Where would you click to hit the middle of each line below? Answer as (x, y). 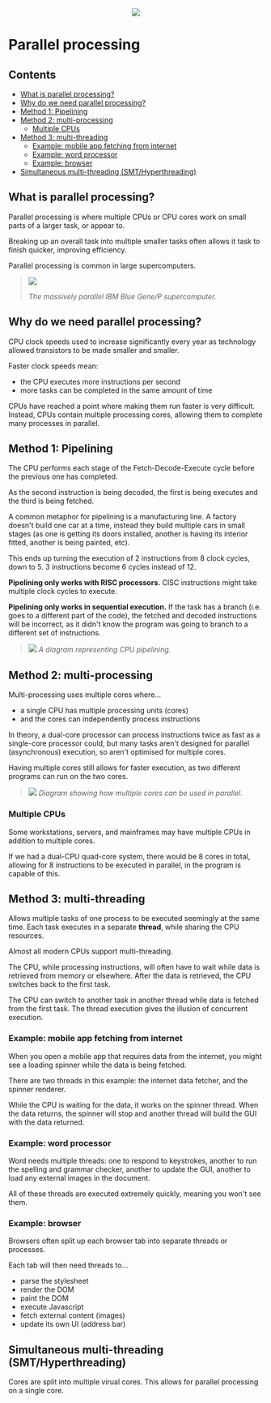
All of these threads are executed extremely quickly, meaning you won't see (135, 1194)
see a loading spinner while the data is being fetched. (97, 1065)
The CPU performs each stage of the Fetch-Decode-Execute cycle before (131, 468)
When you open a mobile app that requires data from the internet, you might (135, 1056)
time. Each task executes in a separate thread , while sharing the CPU (124, 927)
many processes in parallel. (54, 423)
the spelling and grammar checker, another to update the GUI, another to (129, 1169)
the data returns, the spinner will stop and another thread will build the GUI (133, 1113)
